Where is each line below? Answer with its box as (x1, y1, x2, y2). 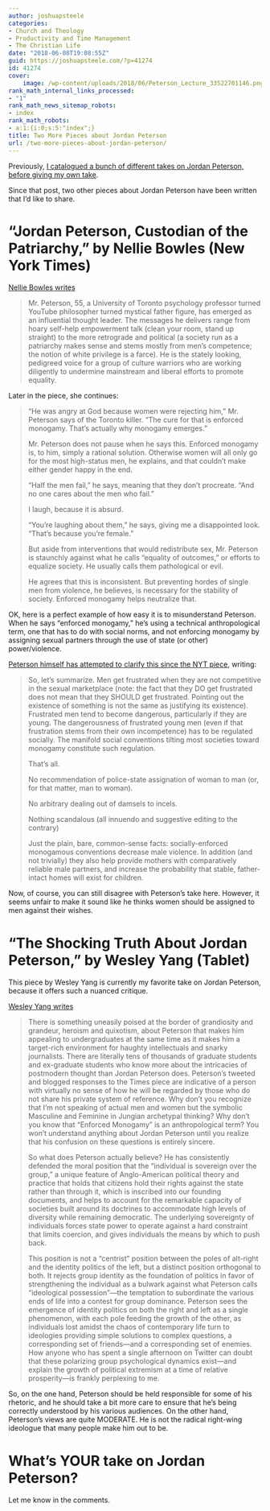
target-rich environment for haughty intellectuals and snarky (27, 1043, 228, 1053)
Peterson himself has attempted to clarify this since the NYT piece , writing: (8, 659, 257, 669)
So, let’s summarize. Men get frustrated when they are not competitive (27, 675, 261, 685)
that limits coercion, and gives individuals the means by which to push (27, 1229, 260, 1240)
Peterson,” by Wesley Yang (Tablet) (8, 951, 251, 969)
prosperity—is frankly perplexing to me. (27, 1373, 160, 1383)
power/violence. (8, 644, 62, 654)
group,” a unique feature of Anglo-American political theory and (27, 1170, 239, 1179)
